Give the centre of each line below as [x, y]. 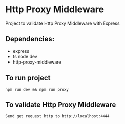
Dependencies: [30, 39]
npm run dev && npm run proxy [37, 89]
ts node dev [25, 56]
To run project [28, 78]
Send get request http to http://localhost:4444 [57, 116]
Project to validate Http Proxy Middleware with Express [62, 23]
